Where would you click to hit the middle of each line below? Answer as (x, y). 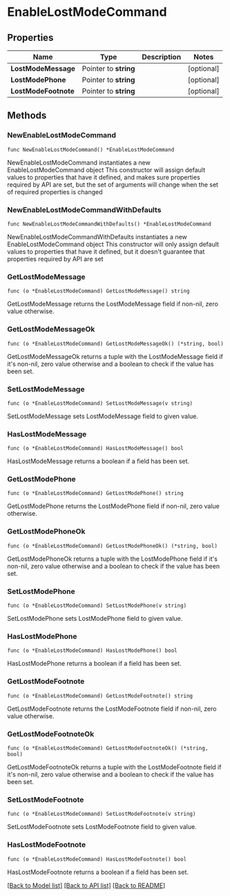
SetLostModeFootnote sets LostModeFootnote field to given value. (102, 827)
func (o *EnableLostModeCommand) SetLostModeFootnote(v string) (102, 814)
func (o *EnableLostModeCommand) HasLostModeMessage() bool (96, 449)
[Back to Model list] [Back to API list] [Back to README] (86, 885)
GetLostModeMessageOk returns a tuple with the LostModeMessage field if (115, 356)
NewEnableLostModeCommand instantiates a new (79, 162)
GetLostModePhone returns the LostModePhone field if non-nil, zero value (113, 506)
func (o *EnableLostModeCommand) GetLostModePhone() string (96, 494)
